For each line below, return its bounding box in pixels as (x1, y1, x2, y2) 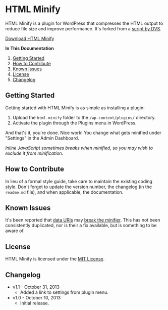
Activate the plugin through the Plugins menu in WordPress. (12, 120, 137, 126)
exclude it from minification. (5, 150, 64, 156)
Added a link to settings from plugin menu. (20, 289, 108, 295)
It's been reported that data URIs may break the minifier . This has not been (5, 217, 160, 223)
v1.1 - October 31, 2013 (12, 284, 60, 290)
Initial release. (20, 300, 49, 306)
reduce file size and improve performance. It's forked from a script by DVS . (5, 25, 161, 31)
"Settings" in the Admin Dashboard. (5, 135, 79, 141)
